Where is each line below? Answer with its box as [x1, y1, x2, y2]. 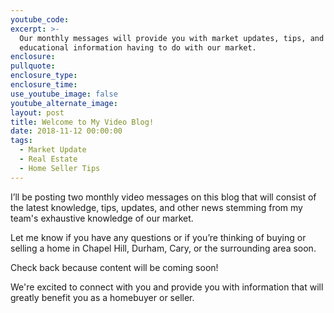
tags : [10, 136, 33, 146]
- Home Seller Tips [19, 163, 101, 173]
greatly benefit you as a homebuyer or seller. [10, 291, 195, 303]
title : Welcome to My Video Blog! [10, 117, 155, 127]
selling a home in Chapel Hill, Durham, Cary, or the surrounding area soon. [10, 242, 317, 254]
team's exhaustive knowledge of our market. [10, 212, 194, 224]
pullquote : [10, 61, 56, 71]
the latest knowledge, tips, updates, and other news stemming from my [10, 201, 303, 213]
